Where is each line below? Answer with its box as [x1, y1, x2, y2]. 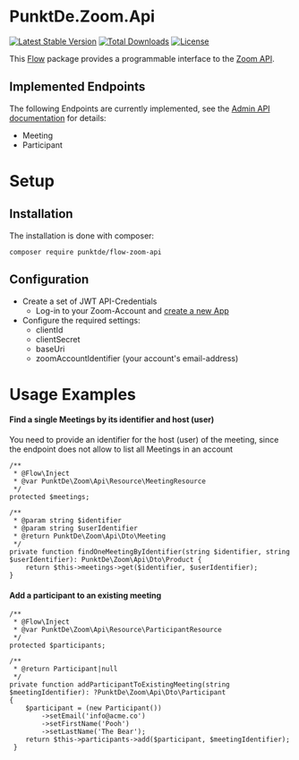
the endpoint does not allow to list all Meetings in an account [9, 444, 234, 454]
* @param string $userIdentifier [13, 523, 139, 532]
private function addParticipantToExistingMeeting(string [9, 680, 230, 689]
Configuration [9, 272, 90, 288]
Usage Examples [9, 384, 137, 404]
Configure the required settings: [21, 315, 141, 325]
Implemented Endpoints [9, 79, 146, 95]
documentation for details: [9, 112, 107, 123]
